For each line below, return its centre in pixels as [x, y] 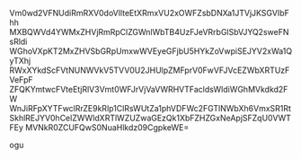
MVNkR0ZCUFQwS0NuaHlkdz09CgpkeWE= [107, 128]
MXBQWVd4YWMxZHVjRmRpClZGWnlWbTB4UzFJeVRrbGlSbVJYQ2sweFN [149, 32]
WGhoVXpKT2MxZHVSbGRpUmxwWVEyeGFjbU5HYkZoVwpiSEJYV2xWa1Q [151, 51]
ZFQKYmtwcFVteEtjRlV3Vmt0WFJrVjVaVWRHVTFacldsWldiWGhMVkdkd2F [149, 89]
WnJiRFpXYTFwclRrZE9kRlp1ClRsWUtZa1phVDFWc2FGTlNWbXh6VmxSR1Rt [150, 108]
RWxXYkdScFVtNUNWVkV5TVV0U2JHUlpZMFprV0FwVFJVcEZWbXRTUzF [150, 70]
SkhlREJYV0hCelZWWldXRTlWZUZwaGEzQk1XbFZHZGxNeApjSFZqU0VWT [150, 118]
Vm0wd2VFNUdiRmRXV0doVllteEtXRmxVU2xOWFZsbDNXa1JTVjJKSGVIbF [149, 13]
